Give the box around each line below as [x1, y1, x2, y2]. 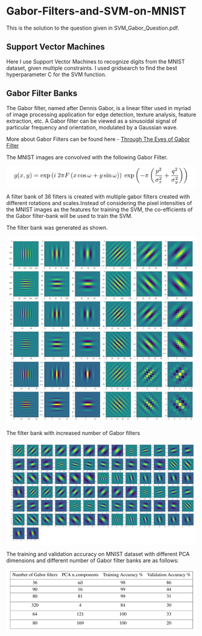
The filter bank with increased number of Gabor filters [6, 429, 140, 436]
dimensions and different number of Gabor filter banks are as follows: [6, 557, 179, 564]
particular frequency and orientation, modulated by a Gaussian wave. [6, 123, 178, 131]
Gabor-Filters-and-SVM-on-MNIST [6, 4, 187, 18]
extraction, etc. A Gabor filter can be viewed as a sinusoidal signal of [6, 117, 177, 125]
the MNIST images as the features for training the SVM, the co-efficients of [6, 206, 193, 213]
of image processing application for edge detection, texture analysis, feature [6, 111, 197, 118]
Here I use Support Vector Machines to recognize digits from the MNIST [6, 57, 185, 65]
